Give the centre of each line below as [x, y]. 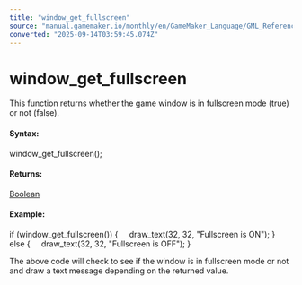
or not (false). [35, 113]
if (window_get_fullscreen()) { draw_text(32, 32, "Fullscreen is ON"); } [142, 234]
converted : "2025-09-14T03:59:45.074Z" [84, 34]
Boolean [25, 194]
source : [24, 26]
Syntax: [24, 133]
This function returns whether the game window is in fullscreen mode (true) [149, 103]
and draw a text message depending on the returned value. [119, 271]
